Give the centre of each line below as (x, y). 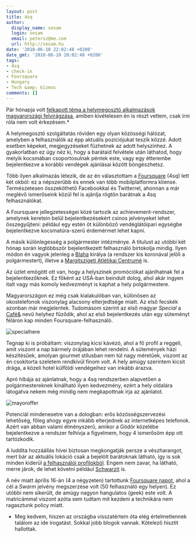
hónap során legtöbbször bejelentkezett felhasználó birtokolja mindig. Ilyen (97, 248)
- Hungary (18, 82)
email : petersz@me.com (39, 39)
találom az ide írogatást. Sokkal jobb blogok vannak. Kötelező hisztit (96, 522)
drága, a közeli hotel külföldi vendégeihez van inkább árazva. (80, 368)
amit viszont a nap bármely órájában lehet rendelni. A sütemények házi (91, 349)
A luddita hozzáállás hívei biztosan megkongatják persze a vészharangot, (94, 450)
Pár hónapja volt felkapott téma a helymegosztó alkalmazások (81, 109)
